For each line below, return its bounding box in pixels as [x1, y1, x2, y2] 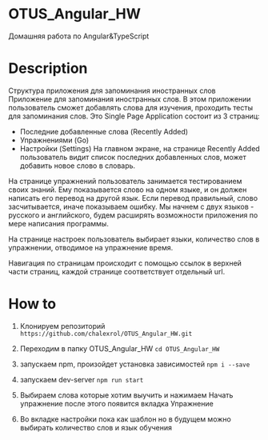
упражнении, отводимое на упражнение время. [8, 242, 174, 252]
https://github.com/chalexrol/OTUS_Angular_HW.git [19, 330, 193, 338]
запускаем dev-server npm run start [19, 374, 144, 384]
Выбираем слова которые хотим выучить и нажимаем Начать [19, 390, 234, 400]
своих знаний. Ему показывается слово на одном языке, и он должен [8, 185, 247, 194]
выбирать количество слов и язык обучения [19, 422, 173, 432]
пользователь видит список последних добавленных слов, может [19, 152, 246, 162]
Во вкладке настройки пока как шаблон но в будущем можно [19, 414, 232, 424]
